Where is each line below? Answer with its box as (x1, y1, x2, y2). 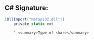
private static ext (13, 21, 54, 26)
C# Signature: (4, 4, 48, 12)
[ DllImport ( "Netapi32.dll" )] (4, 17, 65, 21)
